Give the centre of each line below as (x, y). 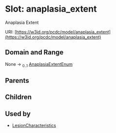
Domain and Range (34, 52)
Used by (18, 114)
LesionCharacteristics (34, 126)
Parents (17, 81)
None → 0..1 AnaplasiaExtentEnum (39, 65)
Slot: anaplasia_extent (51, 9)
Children (18, 97)
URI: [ (11, 32)
